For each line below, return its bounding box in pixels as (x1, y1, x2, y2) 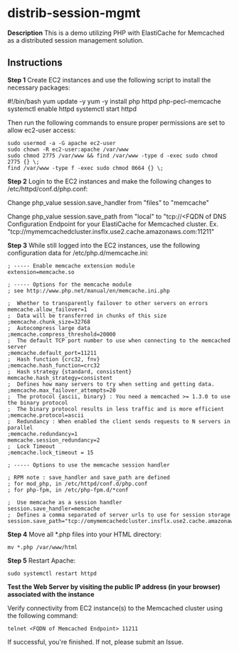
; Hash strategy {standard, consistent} (7, 368, 132, 375)
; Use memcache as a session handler (7, 499, 122, 506)
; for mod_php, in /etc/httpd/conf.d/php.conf (7, 480, 148, 487)
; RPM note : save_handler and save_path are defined (7, 474, 171, 481)
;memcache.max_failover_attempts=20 (7, 386, 116, 394)
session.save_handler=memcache (7, 505, 100, 512)
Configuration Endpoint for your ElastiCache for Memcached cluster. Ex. (7, 219, 219, 228)
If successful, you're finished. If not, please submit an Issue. (7, 637, 184, 646)
